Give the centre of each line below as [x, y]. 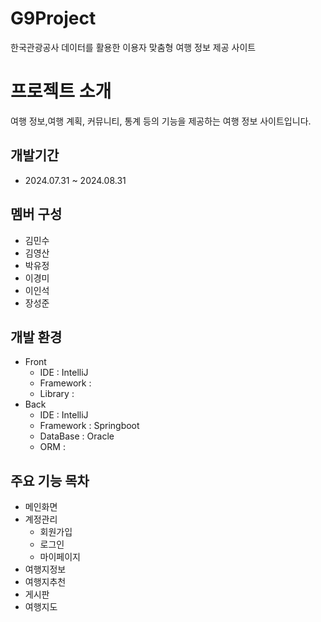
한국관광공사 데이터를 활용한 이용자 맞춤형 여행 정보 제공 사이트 [133, 47]
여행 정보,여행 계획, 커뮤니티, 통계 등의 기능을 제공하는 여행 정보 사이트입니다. [161, 121]
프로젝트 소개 [61, 91]
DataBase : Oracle [77, 436]
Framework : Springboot [89, 426]
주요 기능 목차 [50, 480]
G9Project [53, 18]
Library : [57, 394]
